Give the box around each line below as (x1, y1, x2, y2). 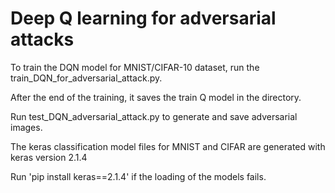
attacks (10, 28, 75, 51)
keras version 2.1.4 (10, 151, 88, 163)
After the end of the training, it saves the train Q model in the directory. (10, 91, 302, 103)
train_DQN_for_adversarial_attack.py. (10, 72, 163, 84)
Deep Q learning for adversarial (10, 7, 277, 30)
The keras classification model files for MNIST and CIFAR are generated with (10, 140, 326, 152)
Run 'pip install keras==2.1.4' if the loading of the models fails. (10, 170, 267, 182)
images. (10, 121, 43, 133)
